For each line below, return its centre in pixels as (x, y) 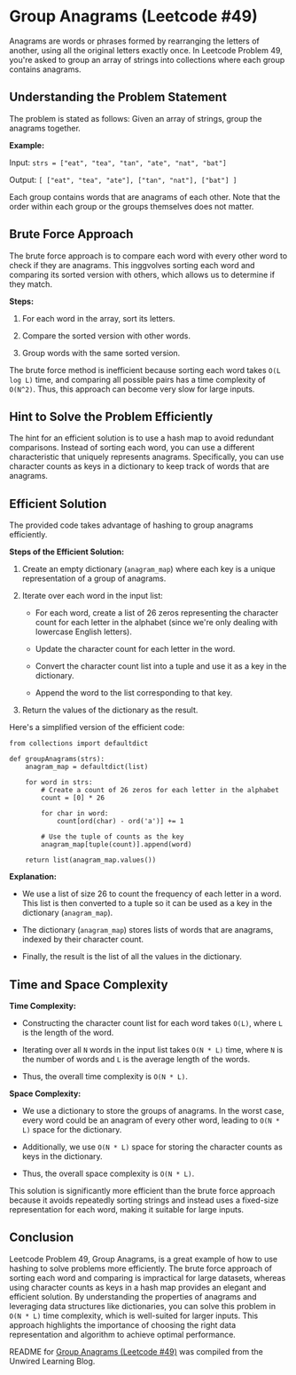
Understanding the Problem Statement (118, 97)
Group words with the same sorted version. (101, 353)
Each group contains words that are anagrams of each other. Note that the (145, 196)
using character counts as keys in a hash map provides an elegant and (138, 1287)
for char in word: (75, 814)
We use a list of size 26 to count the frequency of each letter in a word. (152, 894)
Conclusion (42, 1238)
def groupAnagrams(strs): (57, 759)
